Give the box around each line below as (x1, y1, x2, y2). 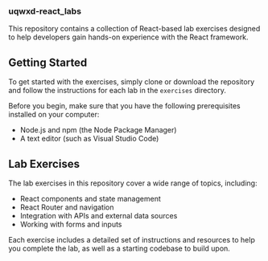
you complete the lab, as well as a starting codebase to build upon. (8, 243, 231, 253)
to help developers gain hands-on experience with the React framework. (8, 32, 249, 42)
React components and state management (19, 194, 161, 203)
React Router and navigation (19, 202, 114, 212)
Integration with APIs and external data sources (19, 210, 178, 220)
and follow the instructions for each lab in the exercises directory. (8, 86, 227, 96)
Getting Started (8, 55, 88, 69)
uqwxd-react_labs (8, 6, 82, 17)
